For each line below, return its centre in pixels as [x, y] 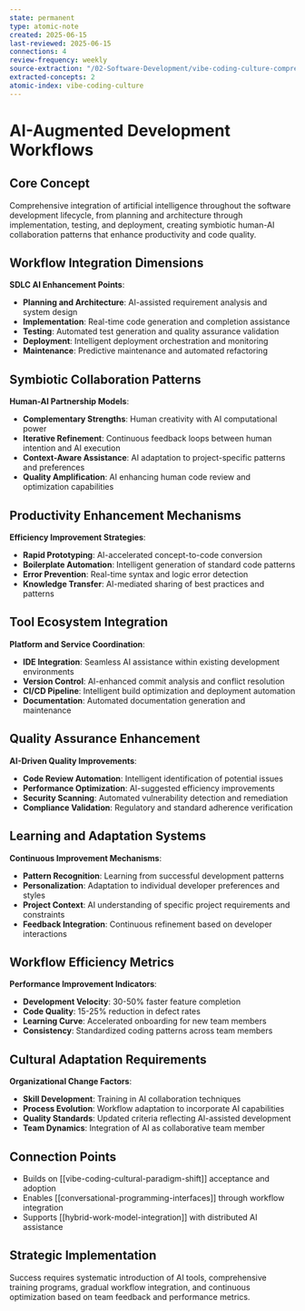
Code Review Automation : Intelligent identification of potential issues [153, 778]
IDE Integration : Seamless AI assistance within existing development [151, 662]
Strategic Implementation [83, 1256]
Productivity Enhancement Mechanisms [126, 515]
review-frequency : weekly [58, 60]
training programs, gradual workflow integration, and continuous [130, 1287]
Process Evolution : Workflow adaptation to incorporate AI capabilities [153, 1109]
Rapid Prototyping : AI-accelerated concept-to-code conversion [143, 555]
